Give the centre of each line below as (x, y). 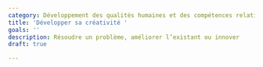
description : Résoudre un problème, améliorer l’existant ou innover (124, 37)
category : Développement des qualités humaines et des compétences (121, 15)
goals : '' (24, 30)
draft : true (27, 44)
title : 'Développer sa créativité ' (68, 23)
